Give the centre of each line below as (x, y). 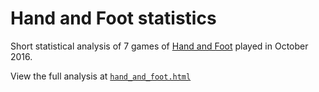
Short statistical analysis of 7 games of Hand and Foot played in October (159, 46)
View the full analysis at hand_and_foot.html (101, 76)
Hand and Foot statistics (113, 18)
